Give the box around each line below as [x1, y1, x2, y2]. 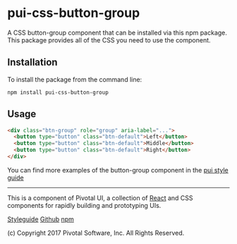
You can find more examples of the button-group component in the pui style [7, 165, 229, 174]
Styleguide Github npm [7, 214, 74, 223]
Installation [7, 57, 58, 69]
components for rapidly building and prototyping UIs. [7, 201, 162, 209]
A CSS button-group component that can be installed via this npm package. [7, 28, 228, 37]
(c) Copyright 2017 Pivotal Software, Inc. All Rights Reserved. [7, 228, 185, 237]
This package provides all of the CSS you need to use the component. [7, 35, 211, 44]
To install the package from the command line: [7, 75, 142, 83]
